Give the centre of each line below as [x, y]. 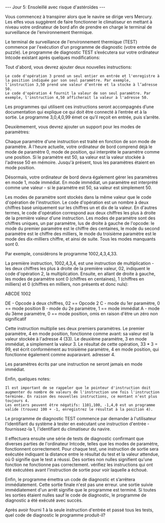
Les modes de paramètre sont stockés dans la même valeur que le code [78, 197]
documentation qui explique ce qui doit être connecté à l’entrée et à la [76, 112]
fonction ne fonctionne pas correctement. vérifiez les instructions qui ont [79, 465]
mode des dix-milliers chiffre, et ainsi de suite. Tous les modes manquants [81, 239]
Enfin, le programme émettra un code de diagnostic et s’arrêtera [70, 479]
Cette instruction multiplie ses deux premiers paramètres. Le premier [75, 328]
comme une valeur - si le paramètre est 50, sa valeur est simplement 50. [79, 187]
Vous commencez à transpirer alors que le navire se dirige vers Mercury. [79, 16]
